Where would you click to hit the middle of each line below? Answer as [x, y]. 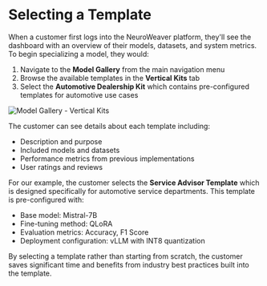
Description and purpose [61, 141]
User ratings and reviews [61, 167]
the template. [30, 273]
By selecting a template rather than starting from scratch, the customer [125, 256]
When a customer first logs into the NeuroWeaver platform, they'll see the [130, 37]
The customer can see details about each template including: [109, 126]
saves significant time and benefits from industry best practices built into [129, 264]
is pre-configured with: [46, 199]
